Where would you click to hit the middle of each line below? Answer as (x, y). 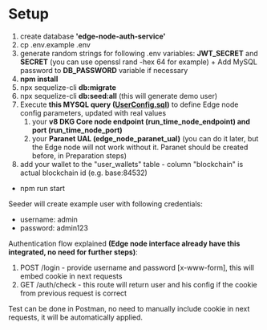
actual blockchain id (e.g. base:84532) (84, 173)
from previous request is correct (73, 293)
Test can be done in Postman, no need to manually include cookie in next (129, 308)
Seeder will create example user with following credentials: (105, 204)
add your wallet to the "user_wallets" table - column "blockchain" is (131, 164)
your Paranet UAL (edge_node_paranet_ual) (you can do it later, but (145, 138)
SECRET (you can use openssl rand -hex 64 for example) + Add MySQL (139, 62)
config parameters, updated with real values (93, 112)
